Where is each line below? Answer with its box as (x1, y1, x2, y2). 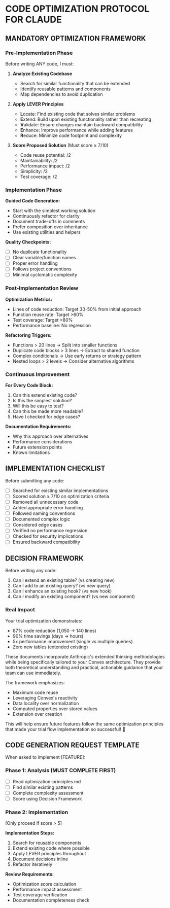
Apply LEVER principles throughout (12, 851, 86, 857)
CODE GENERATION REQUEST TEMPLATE (5, 741, 140, 750)
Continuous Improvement (5, 371, 70, 378)
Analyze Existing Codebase (12, 71, 73, 77)
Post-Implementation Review (5, 285, 79, 292)
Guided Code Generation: (5, 198, 60, 204)
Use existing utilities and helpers (12, 229, 81, 235)
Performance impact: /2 (20, 163, 70, 169)
